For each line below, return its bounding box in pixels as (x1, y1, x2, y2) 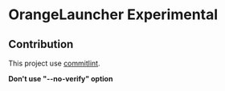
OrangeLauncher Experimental (8, 6, 219, 24)
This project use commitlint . (8, 58, 100, 68)
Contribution (8, 38, 74, 51)
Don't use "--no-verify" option (8, 74, 113, 83)
